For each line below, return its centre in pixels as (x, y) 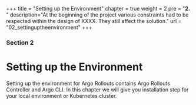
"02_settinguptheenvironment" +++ (49, 27)
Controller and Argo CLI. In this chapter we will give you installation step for (97, 89)
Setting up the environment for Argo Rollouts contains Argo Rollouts (88, 83)
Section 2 (20, 42)
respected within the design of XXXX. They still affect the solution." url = (94, 21)
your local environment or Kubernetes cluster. (62, 96)
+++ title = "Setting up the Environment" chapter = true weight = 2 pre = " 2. (98, 9)
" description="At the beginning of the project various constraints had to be (97, 15)
